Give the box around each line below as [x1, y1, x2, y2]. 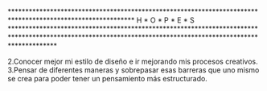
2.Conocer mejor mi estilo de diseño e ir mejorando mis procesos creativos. [7, 56, 258, 66]
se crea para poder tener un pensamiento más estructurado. [7, 74, 208, 83]
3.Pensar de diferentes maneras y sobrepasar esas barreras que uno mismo [7, 65, 260, 75]
